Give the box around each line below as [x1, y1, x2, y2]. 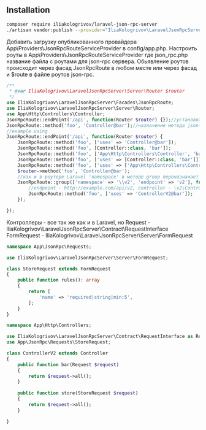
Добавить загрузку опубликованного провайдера [6, 38, 137, 45]
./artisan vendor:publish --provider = [6, 27, 105, 33]
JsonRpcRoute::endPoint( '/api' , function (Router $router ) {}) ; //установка [6, 117, 202, 123]
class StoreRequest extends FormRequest [6, 266, 112, 272]
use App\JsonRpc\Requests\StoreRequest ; [6, 339, 112, 345]
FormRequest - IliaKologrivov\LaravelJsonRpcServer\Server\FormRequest [6, 231, 193, 239]
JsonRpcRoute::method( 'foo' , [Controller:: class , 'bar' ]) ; [17, 145, 172, 152]
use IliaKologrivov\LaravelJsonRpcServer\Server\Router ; [6, 106, 155, 112]
